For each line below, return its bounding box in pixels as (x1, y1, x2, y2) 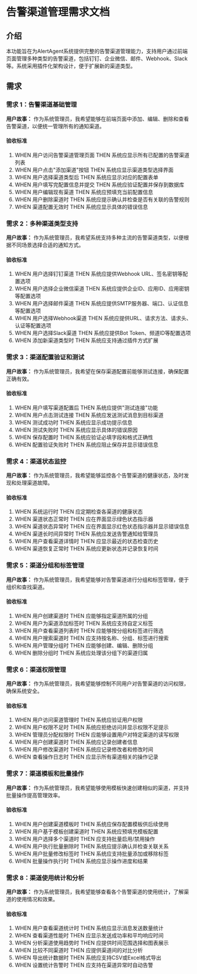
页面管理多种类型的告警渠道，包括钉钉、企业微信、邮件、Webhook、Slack (6, 55, 188, 62)
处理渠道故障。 (16, 479, 53, 486)
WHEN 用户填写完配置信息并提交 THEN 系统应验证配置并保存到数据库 (14, 181, 185, 188)
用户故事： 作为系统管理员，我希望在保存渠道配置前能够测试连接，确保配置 (6, 367, 189, 375)
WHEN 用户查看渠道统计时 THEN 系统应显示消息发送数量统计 (14, 924, 164, 932)
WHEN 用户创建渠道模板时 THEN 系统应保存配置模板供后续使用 (14, 820, 169, 827)
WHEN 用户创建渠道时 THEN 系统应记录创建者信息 (14, 738, 138, 746)
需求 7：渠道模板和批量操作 (6, 770, 84, 778)
